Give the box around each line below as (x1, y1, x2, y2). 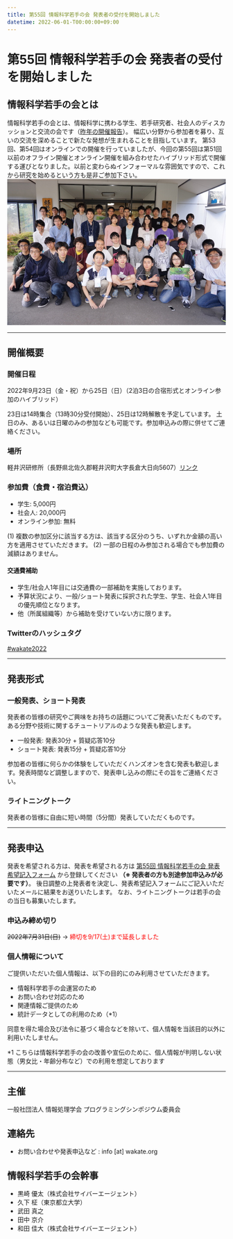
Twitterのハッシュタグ (7, 628, 82, 638)
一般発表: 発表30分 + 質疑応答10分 (17, 736, 116, 744)
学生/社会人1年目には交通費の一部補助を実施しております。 (17, 583, 186, 591)
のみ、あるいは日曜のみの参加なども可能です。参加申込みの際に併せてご (12, 419, 220, 427)
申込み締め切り (7, 916, 58, 925)
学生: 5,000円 (17, 499, 56, 508)
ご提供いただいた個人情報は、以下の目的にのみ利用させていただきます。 (7, 969, 214, 977)
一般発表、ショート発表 (7, 695, 85, 705)
